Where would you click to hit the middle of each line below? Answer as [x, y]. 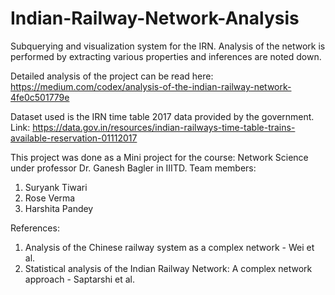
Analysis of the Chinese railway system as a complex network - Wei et [169, 247]
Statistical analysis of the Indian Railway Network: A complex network [168, 268]
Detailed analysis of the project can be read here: [112, 76]
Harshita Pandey [59, 208]
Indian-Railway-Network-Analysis [155, 18]
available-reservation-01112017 [74, 138]
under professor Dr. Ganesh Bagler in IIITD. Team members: [133, 168]
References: [35, 228]
